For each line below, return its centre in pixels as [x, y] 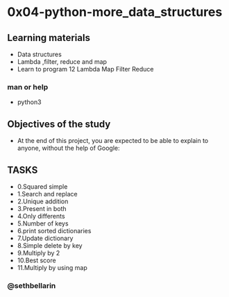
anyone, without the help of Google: [68, 148]
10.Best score [37, 260]
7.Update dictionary [45, 238]
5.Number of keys [43, 223]
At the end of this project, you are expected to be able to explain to [113, 141]
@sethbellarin [32, 285]
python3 [29, 102]
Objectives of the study [59, 124]
